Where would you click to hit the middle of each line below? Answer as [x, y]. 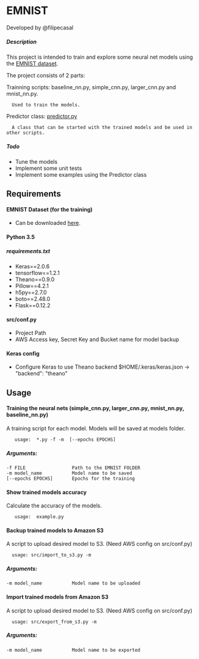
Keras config [23, 353]
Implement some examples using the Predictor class [81, 174]
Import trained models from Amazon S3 [57, 597]
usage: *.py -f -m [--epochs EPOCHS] [65, 440]
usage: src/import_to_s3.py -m [52, 555]
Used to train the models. [46, 105]
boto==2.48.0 [33, 299]
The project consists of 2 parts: [46, 75]
